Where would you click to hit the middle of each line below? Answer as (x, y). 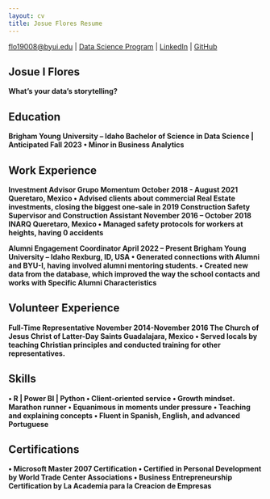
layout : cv (27, 16)
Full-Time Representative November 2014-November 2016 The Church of (134, 328)
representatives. (37, 353)
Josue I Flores (44, 72)
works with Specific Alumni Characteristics (83, 282)
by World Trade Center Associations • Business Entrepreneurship (120, 477)
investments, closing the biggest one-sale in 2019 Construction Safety (129, 206)
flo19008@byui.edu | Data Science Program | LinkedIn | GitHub (113, 46)
